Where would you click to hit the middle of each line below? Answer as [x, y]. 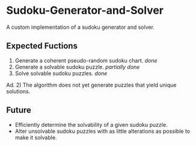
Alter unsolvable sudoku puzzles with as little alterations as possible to [103, 131]
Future [19, 110]
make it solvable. [36, 137]
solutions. [18, 91]
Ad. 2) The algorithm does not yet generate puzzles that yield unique [91, 85]
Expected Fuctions [42, 46]
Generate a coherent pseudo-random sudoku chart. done [86, 60]
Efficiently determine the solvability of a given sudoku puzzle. [91, 124]
